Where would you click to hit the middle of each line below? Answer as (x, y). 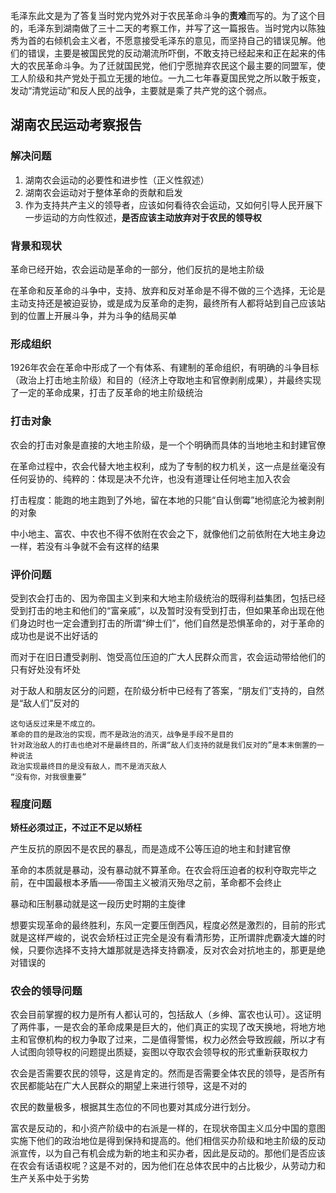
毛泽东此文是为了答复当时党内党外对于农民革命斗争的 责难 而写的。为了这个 (163, 15)
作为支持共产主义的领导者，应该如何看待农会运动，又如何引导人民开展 (169, 205)
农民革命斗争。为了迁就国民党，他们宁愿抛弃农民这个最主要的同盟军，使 (176, 65)
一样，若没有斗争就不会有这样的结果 (85, 546)
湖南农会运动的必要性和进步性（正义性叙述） (117, 180)
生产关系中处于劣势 (50, 1178)
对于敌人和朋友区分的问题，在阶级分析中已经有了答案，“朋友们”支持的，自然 (167, 690)
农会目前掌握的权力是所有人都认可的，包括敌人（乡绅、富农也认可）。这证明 (166, 1015)
